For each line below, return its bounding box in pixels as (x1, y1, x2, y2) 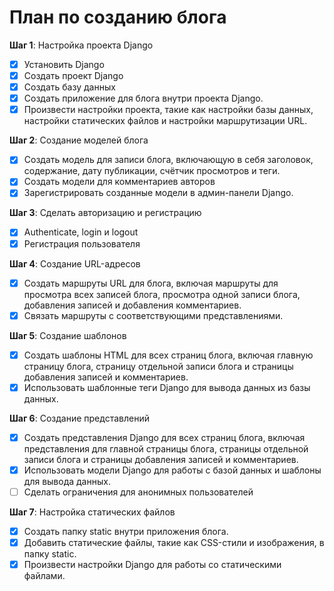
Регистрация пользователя (23, 237, 141, 250)
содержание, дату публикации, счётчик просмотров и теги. (23, 165, 281, 177)
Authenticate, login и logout (23, 226, 139, 238)
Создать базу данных (23, 81, 116, 93)
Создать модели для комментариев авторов (23, 176, 216, 188)
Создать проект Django (23, 70, 124, 81)
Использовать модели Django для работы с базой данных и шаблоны (23, 464, 322, 476)
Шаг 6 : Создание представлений (9, 412, 150, 424)
